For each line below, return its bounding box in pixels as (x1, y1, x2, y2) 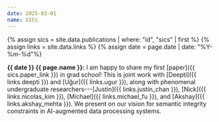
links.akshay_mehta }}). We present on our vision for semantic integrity (7, 99, 207, 108)
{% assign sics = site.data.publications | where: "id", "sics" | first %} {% (7, 35, 210, 43)
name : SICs (7, 16, 38, 23)
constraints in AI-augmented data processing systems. (7, 107, 162, 115)
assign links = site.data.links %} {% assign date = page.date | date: (7, 42, 196, 51)
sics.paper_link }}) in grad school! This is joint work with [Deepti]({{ (7, 70, 197, 79)
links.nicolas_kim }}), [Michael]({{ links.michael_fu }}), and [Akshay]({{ (7, 92, 205, 100)
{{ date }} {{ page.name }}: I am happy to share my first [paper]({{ (7, 63, 195, 71)
